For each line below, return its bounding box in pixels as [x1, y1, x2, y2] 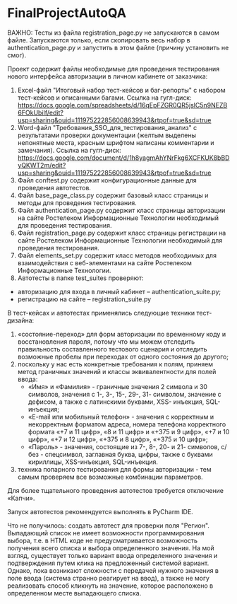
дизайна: [7, 316, 35, 325]
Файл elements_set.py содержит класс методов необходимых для [17, 251, 217, 260]
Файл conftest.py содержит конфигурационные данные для [17, 175, 197, 185]
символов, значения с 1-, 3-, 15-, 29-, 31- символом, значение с [28, 390, 222, 398]
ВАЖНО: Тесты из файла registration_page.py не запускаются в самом [7, 28, 220, 37]
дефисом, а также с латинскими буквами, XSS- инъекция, [28, 397, 205, 406]
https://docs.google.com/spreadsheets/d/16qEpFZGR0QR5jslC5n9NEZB [17, 100, 228, 109]
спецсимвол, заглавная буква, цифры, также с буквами [44, 450, 213, 458]
